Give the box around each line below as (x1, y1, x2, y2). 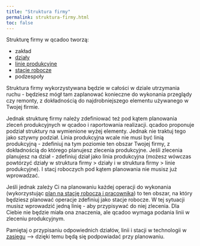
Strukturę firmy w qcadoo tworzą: (6, 36, 90, 43)
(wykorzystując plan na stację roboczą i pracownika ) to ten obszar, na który (6, 190, 193, 197)
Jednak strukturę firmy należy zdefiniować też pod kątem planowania (6, 115, 177, 122)
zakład (14, 48, 32, 55)
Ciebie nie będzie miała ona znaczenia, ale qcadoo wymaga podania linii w (6, 209, 190, 216)
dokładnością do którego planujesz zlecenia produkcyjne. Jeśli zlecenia (6, 147, 183, 154)
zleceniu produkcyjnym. (6, 215, 65, 222)
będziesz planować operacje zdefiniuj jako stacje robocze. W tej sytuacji (6, 196, 185, 203)
